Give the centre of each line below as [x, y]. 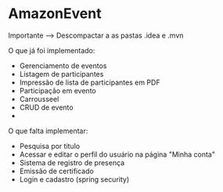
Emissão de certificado [56, 171]
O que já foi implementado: [52, 50]
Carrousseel [39, 99]
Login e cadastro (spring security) [74, 179]
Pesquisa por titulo [50, 146]
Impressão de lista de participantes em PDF [90, 82]
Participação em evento [58, 90]
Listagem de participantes [61, 74]
